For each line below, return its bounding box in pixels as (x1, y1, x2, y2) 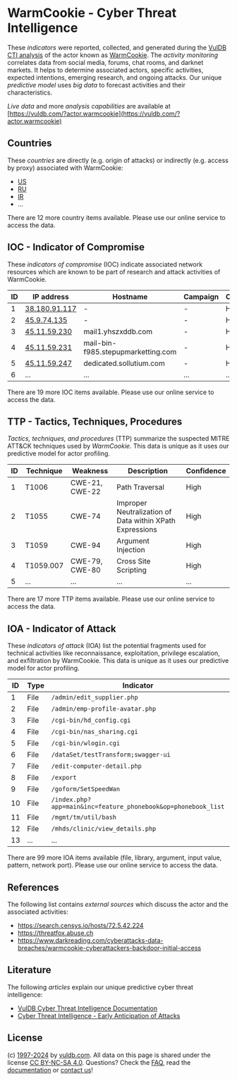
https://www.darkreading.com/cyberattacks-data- (17, 936, 164, 944)
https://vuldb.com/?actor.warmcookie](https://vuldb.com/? (9, 109, 181, 118)
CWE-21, (70, 478, 103, 488)
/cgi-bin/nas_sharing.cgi (51, 728, 139, 736)
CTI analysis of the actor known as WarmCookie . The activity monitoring (7, 51, 219, 59)
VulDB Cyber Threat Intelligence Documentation (17, 1003, 158, 1013)
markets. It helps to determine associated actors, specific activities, (7, 66, 204, 74)
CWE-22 (70, 487, 101, 496)
